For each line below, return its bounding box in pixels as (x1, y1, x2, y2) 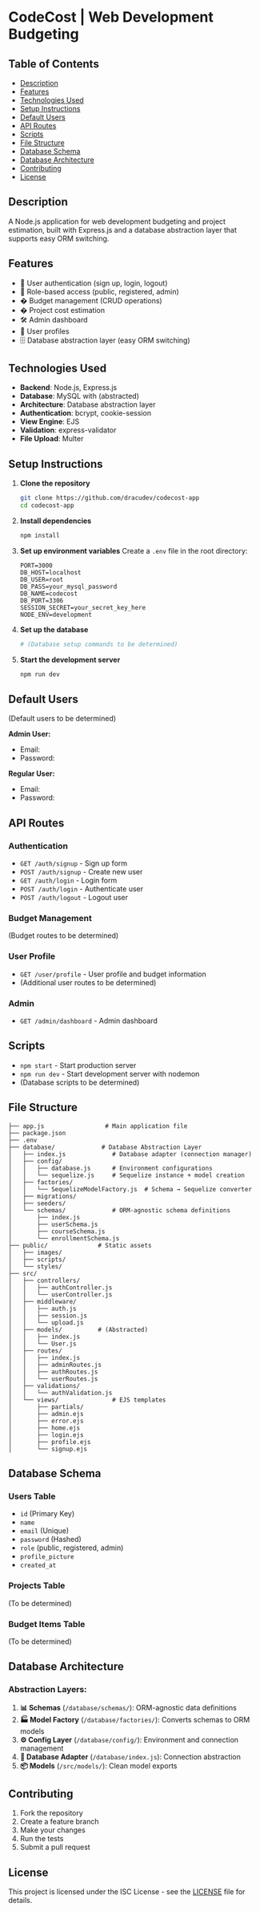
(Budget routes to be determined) (8, 931, 119, 940)
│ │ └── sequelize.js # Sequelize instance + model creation (8, 1171, 246, 1179)
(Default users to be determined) (8, 714, 117, 724)
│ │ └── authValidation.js (8, 1389, 113, 1397)
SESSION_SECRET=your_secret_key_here (19, 603, 146, 611)
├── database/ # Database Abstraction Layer (8, 1143, 202, 1151)
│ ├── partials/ (8, 1402, 84, 1411)
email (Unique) (19, 1526, 70, 1536)
